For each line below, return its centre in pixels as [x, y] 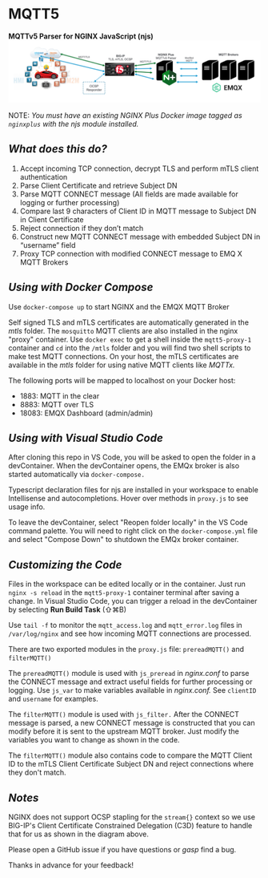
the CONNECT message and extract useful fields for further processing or [130, 682]
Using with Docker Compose [81, 287]
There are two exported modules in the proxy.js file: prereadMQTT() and [126, 649]
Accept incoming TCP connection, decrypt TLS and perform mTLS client [139, 168]
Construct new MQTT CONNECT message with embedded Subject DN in [140, 237]
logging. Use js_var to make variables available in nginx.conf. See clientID [132, 690]
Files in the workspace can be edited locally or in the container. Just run [127, 584]
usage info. [27, 507]
